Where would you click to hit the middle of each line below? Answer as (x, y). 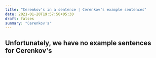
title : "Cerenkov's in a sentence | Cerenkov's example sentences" (76, 10)
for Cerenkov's (29, 50)
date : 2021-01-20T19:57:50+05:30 (39, 14)
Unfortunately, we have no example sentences (78, 43)
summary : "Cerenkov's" (28, 23)
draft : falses (20, 19)
